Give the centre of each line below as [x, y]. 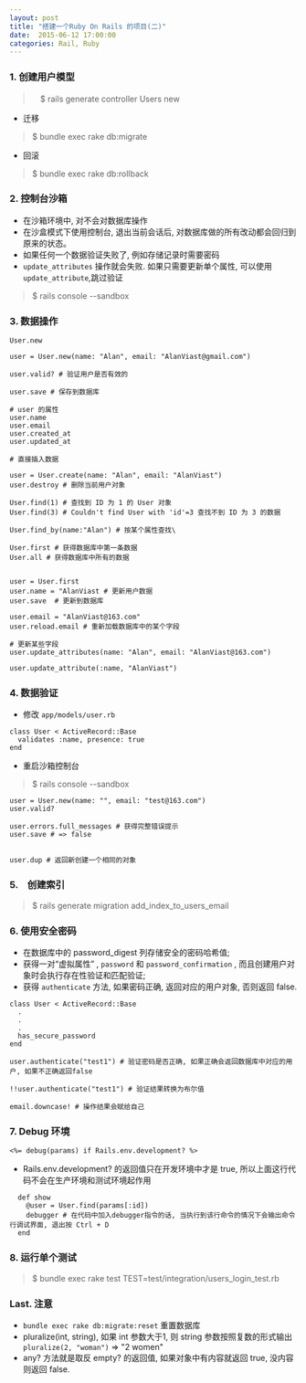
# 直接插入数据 [34, 459]
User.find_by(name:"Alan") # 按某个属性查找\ [93, 531]
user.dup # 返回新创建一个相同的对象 [73, 860]
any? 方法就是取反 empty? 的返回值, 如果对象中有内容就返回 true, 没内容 [158, 1357]
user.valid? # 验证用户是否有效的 [69, 375]
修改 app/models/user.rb [69, 714]
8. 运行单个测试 [43, 1258]
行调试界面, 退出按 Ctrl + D [59, 1225]
